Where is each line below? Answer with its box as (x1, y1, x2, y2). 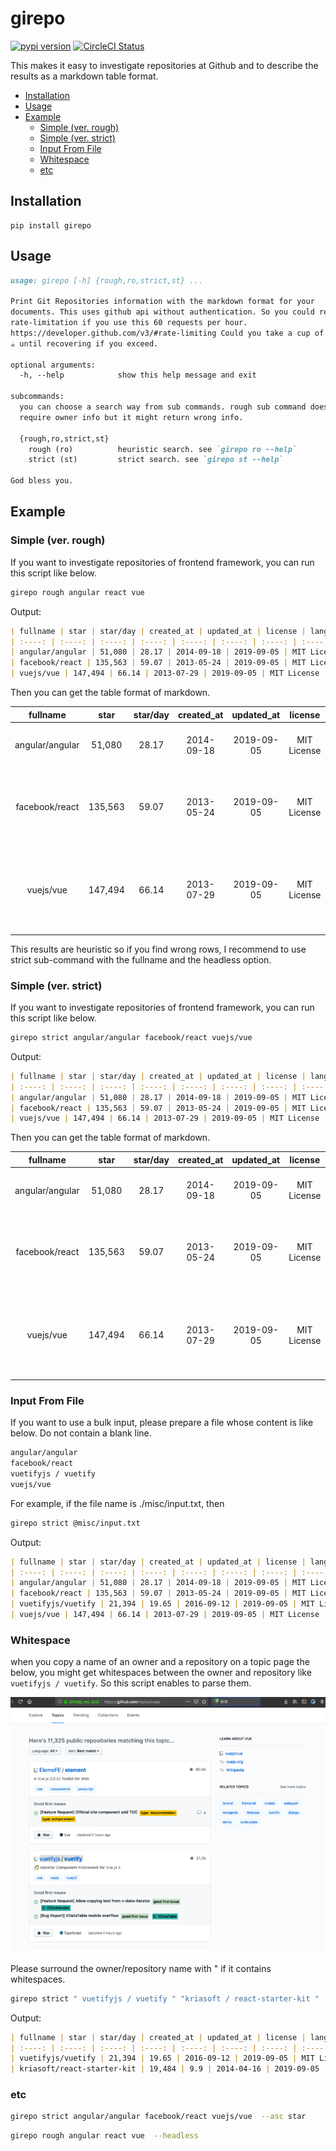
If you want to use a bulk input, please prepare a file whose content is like (10, 1417, 314, 1429)
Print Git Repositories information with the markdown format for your (10, 297, 315, 307)
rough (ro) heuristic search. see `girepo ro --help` (28, 444, 298, 454)
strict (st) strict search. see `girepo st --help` (28, 455, 284, 465)
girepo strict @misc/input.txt (10, 1518, 141, 1528)
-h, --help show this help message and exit (19, 370, 257, 381)
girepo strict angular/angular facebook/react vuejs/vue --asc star (10, 2112, 307, 2122)
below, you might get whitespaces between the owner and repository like (10, 1667, 312, 1679)
